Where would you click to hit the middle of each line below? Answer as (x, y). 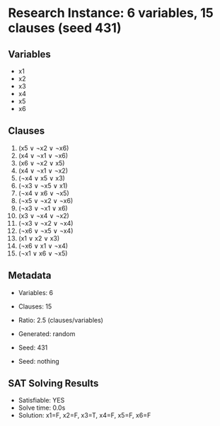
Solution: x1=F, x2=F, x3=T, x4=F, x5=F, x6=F (85, 415)
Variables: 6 (36, 292)
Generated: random (47, 333)
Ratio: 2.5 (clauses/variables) (60, 320)
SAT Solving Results (53, 384)
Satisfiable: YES (41, 401)
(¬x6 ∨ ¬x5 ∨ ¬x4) (46, 231)
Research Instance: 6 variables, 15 (111, 13)
